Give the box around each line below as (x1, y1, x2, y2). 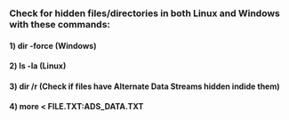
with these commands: (9, 18, 111, 30)
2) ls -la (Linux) (9, 60, 67, 71)
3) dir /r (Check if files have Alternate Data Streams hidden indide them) (9, 81, 280, 92)
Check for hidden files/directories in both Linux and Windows (9, 7, 280, 20)
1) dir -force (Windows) (9, 40, 97, 51)
